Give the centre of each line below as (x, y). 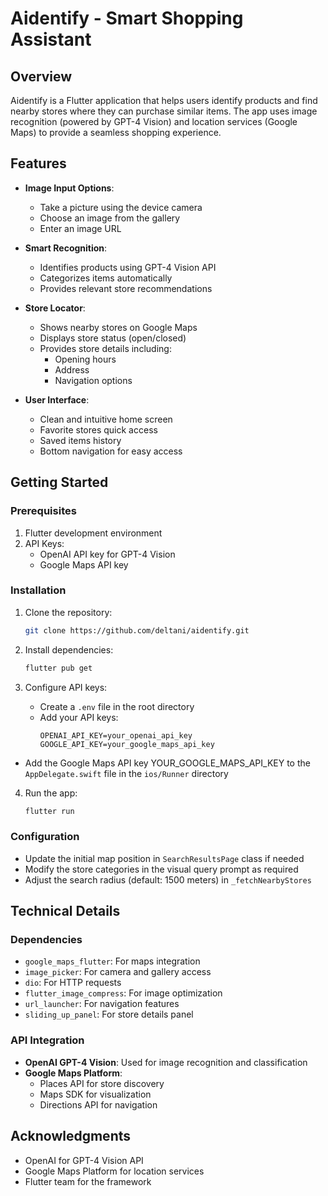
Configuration (45, 837)
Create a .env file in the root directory (117, 706)
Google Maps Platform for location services (114, 1171)
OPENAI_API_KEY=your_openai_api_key (116, 735)
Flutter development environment (93, 533)
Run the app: (51, 793)
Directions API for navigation (98, 1104)
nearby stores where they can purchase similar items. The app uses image (164, 111)
